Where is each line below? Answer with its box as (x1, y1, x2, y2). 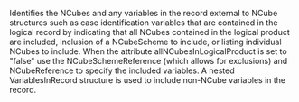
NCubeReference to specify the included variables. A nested (9, 65, 235, 76)
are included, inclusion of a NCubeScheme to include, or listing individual (9, 36, 282, 47)
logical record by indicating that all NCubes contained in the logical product (9, 27, 291, 37)
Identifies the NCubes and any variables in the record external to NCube (9, 8, 278, 18)
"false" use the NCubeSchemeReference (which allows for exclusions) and (9, 56, 288, 66)
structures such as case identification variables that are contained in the (9, 17, 278, 28)
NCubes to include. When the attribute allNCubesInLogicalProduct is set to (9, 46, 287, 57)
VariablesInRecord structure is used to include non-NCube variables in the (9, 75, 286, 85)
